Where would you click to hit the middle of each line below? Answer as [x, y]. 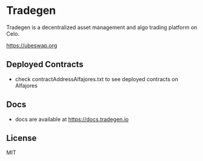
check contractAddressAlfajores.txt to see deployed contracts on [97, 79]
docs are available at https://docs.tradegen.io [72, 119]
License [22, 138]
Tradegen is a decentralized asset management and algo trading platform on [102, 27]
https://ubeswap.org [32, 45]
